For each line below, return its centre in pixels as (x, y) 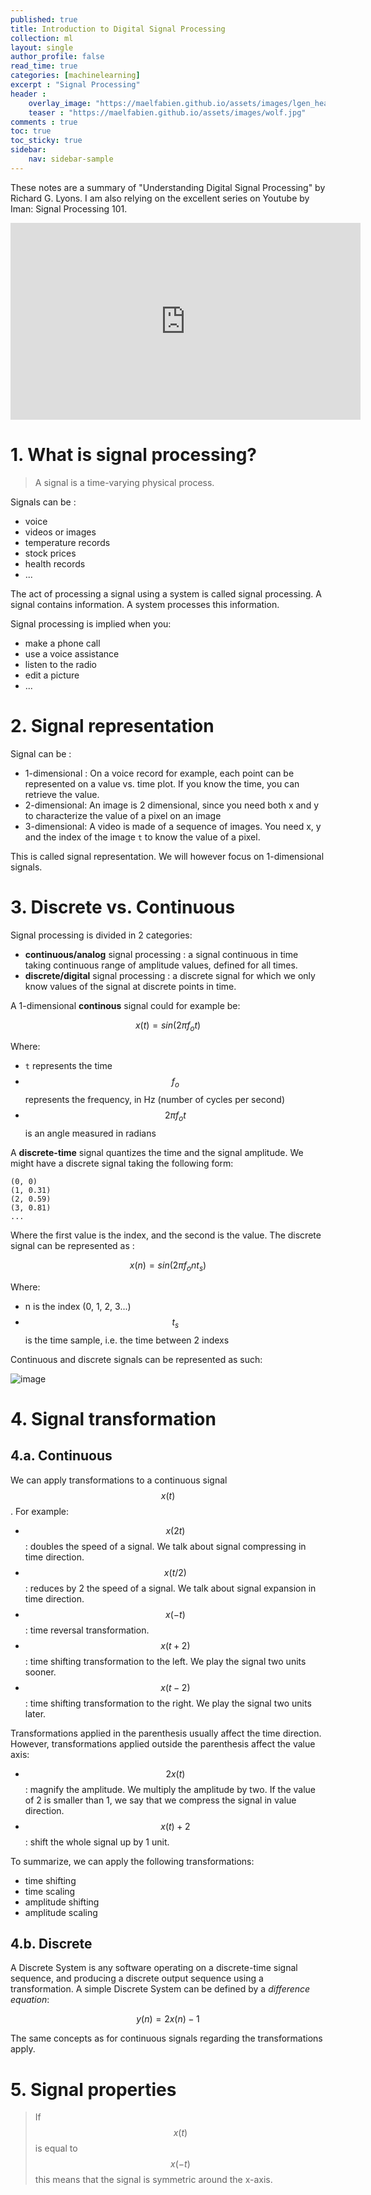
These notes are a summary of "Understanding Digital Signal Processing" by (168, 187)
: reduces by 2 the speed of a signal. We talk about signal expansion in (170, 1588)
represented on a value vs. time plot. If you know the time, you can (162, 783)
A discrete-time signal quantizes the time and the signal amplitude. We (157, 1152)
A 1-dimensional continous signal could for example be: (125, 1005)
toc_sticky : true (46, 141)
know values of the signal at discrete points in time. (130, 986)
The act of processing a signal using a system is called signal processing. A (166, 593)
